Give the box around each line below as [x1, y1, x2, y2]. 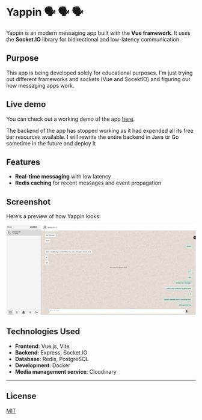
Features [6, 157, 40, 167]
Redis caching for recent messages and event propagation [14, 179, 162, 187]
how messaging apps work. [6, 82, 75, 89]
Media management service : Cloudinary [14, 368, 117, 375]
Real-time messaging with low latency [14, 173, 111, 180]
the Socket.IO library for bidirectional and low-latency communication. [6, 35, 181, 43]
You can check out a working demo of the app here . [6, 115, 135, 123]
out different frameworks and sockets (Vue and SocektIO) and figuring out [6, 75, 191, 82]
